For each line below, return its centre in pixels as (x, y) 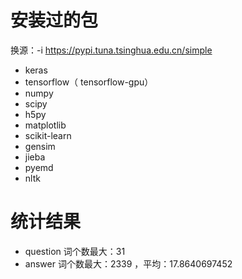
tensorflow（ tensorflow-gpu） (89, 82)
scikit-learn (48, 135)
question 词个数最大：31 (75, 251)
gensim (40, 146)
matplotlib (45, 125)
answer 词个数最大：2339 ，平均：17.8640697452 (128, 263)
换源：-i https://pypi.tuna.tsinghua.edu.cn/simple (111, 50)
